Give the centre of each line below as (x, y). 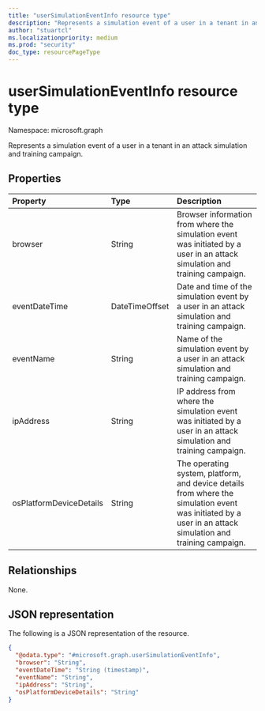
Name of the (200, 338)
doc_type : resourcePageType (54, 52)
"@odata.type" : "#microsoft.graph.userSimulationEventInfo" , (118, 656)
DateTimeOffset (140, 306)
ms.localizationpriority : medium (63, 38)
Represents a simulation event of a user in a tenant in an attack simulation (128, 145)
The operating (203, 463)
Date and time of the (214, 286)
